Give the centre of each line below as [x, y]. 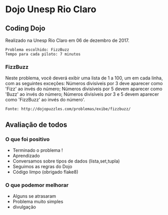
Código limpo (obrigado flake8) [46, 172]
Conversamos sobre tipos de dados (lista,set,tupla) [66, 161]
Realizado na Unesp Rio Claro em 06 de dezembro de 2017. [67, 40]
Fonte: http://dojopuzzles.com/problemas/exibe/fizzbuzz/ [68, 109]
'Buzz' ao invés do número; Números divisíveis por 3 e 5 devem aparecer [82, 94]
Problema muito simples [38, 202]
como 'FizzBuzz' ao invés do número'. [45, 100]
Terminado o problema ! [38, 150]
